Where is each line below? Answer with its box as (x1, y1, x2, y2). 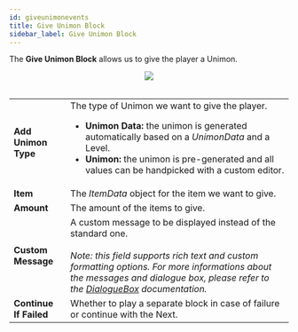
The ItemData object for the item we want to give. (70, 187, 277, 200)
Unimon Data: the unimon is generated (85, 120, 247, 132)
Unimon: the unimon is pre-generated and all (85, 153, 275, 165)
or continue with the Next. (70, 308, 178, 320)
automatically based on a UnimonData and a (85, 130, 271, 143)
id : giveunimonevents (9, 12, 90, 22)
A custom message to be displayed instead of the (70, 217, 277, 229)
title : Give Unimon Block (9, 21, 105, 30)
